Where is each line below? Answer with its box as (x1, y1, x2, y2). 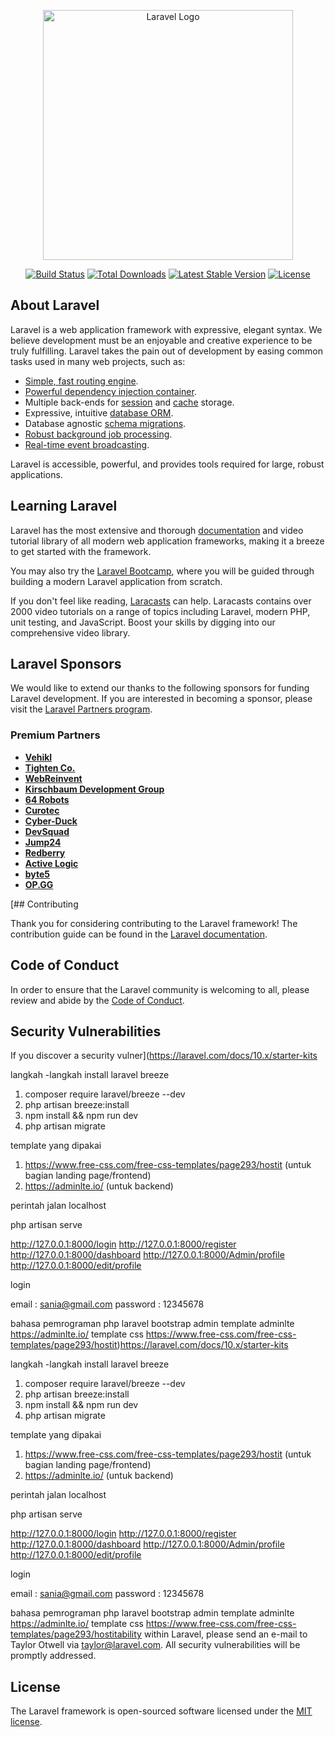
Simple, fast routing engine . (24, 375, 139, 387)
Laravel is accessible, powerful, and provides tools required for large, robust (10, 458, 325, 470)
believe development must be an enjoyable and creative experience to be (10, 334, 313, 346)
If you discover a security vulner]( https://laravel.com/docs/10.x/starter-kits (10, 1050, 318, 1062)
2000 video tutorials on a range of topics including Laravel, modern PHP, (10, 605, 311, 617)
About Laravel (10, 297, 100, 314)
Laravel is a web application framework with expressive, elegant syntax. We (10, 323, 323, 335)
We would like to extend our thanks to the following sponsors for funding (10, 682, 310, 694)
